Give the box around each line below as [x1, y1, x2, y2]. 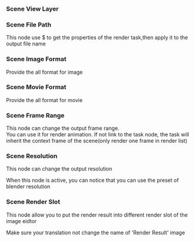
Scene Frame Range [6, 111, 65, 119]
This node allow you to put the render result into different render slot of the [6, 211, 188, 218]
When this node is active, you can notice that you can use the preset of [6, 176, 179, 184]
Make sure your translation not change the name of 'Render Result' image [6, 229, 186, 236]
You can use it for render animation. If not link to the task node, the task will [6, 131, 190, 138]
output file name [6, 40, 46, 47]
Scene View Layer [6, 5, 59, 13]
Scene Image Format [6, 55, 67, 63]
